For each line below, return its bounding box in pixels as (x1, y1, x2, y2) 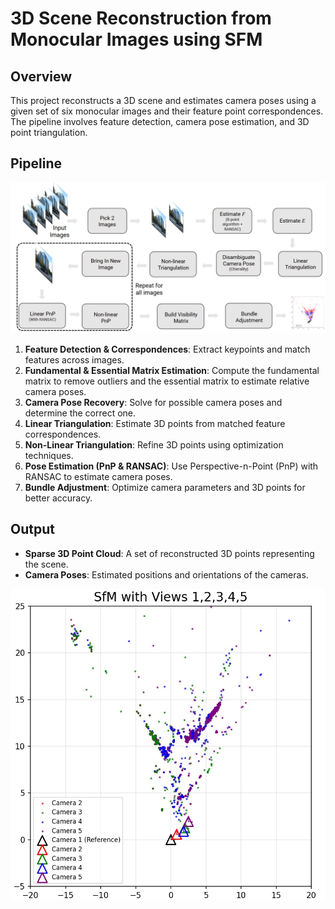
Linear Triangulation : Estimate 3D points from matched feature (24, 417, 286, 429)
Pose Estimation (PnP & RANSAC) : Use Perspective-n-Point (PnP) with (24, 460, 319, 472)
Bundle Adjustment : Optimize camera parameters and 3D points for (24, 481, 306, 493)
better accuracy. (24, 492, 93, 504)
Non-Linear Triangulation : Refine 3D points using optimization (24, 438, 284, 451)
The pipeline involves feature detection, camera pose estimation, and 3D (10, 116, 310, 127)
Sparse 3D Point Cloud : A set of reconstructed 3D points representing (24, 547, 315, 559)
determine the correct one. (24, 407, 137, 419)
